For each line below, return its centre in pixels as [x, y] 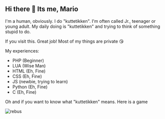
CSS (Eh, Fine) [27, 76]
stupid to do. [18, 31]
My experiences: [22, 51]
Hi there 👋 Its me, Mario [42, 9]
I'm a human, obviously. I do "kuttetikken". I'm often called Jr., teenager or [81, 21]
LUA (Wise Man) [29, 65]
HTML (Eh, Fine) [29, 71]
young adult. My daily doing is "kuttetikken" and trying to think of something [83, 26]
